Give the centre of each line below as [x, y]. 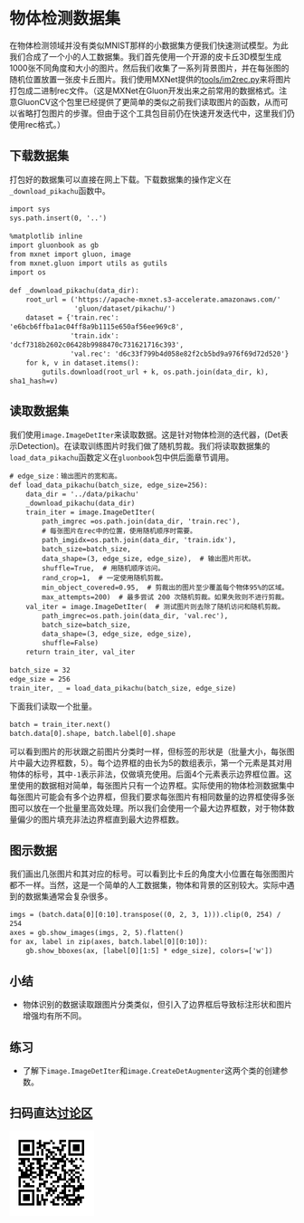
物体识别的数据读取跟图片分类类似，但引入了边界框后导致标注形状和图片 [157, 1005]
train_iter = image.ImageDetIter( [90, 512]
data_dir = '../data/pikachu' [83, 494]
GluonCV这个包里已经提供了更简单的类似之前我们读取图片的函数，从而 [148, 101]
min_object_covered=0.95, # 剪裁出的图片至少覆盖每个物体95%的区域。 [166, 588]
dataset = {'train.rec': [72, 318]
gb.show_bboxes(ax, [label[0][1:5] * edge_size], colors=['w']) [149, 951]
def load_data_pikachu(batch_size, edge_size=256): [109, 485]
